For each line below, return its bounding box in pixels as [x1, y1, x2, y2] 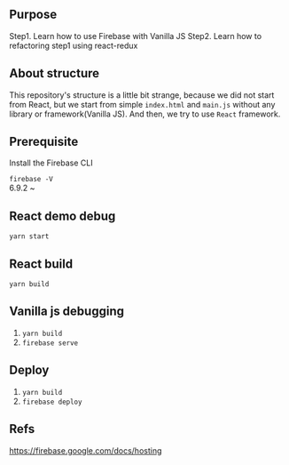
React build [9, 256, 74, 271]
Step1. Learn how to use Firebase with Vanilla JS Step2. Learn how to [9, 30, 262, 41]
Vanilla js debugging [9, 304, 124, 319]
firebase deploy [21, 397, 82, 406]
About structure [9, 66, 100, 81]
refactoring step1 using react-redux [9, 40, 138, 51]
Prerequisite [9, 134, 79, 149]
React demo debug [9, 208, 116, 223]
